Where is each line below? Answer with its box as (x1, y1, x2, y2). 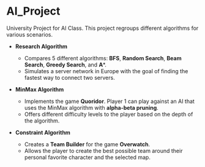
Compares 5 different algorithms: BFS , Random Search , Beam (24, 54, 182, 62)
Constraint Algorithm (15, 129, 70, 136)
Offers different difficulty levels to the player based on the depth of (24, 110, 193, 118)
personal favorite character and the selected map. (24, 154, 151, 161)
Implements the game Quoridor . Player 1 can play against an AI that (24, 98, 195, 105)
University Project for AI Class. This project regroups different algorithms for (6, 24, 199, 32)
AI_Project (6, 4, 61, 18)
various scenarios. (6, 30, 53, 38)
